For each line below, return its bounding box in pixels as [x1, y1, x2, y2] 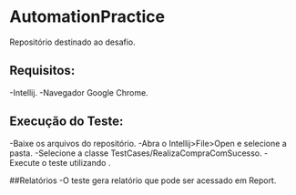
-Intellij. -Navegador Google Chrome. [9, 87, 148, 97]
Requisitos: [9, 63, 76, 78]
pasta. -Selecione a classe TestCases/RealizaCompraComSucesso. [9, 148, 262, 159]
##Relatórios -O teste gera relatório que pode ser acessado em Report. [9, 175, 277, 186]
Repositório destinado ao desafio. [9, 36, 136, 47]
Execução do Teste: [9, 114, 124, 129]
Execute [9, 157, 40, 168]
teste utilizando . [48, 157, 111, 168]
